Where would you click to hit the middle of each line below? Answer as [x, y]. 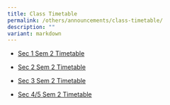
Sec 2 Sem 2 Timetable [52, 67]
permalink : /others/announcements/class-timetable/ [85, 20]
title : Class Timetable [42, 14]
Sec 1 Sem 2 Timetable [51, 54]
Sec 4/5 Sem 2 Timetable [55, 94]
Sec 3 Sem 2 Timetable [52, 81]
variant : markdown [34, 33]
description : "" [31, 27]
